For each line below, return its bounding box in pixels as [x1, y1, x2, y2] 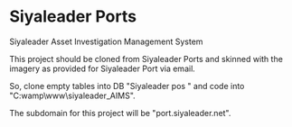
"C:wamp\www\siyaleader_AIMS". [9, 90, 136, 101]
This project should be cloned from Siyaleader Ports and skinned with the [9, 53, 283, 64]
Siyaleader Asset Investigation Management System [9, 36, 203, 47]
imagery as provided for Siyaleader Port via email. [9, 63, 196, 74]
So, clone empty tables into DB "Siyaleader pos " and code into [9, 80, 245, 91]
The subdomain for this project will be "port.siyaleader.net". [9, 107, 231, 118]
